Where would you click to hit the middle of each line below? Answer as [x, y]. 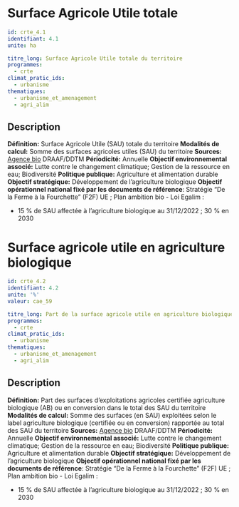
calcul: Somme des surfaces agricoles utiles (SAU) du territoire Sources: [115, 152]
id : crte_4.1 [27, 32]
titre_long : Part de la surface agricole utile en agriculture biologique [121, 314]
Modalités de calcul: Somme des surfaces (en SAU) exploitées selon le [112, 415]
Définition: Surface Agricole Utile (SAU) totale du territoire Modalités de [113, 144]
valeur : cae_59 [30, 301]
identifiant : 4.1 [33, 39]
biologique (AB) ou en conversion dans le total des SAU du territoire [107, 407]
